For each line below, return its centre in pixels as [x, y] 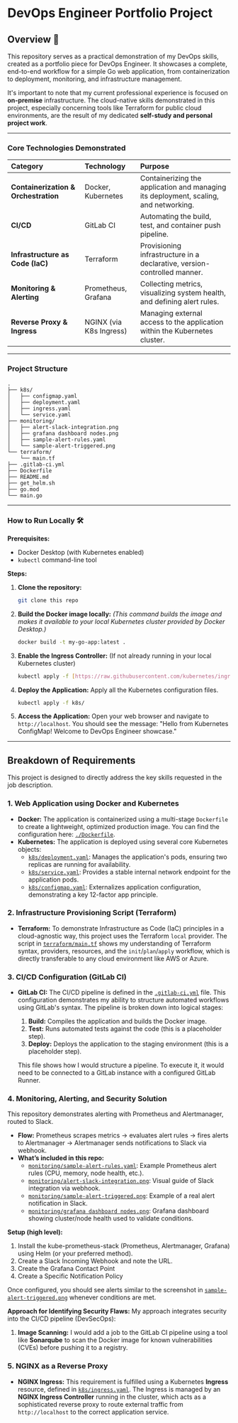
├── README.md [28, 477]
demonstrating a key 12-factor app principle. [93, 894]
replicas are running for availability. [79, 864]
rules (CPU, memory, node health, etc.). [86, 1173]
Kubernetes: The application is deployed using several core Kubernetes [123, 842]
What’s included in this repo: [61, 1158]
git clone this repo [48, 600]
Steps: [17, 573]
